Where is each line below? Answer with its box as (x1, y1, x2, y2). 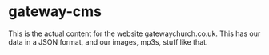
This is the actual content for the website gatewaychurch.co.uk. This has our (8, 29, 261, 38)
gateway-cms (8, 2, 102, 21)
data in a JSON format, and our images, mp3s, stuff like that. (8, 37, 208, 46)
